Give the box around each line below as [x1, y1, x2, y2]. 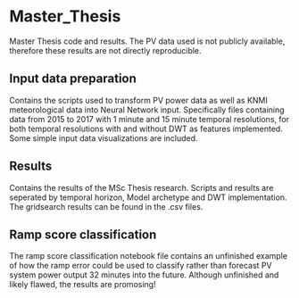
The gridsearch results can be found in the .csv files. [9, 201, 203, 211]
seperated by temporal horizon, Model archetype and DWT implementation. [9, 192, 287, 203]
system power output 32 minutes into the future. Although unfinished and [9, 269, 279, 280]
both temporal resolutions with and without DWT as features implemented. [9, 123, 283, 134]
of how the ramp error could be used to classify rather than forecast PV [9, 261, 272, 271]
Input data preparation [9, 71, 137, 87]
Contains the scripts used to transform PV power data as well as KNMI [9, 95, 268, 105]
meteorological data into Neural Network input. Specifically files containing [9, 104, 285, 115]
